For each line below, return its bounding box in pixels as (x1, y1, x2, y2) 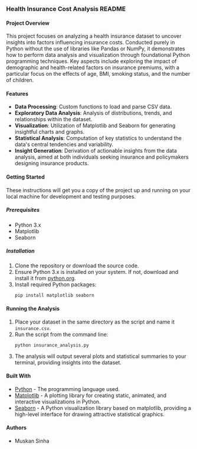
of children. (6, 76, 34, 84)
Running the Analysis (6, 305, 60, 312)
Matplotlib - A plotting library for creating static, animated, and (14, 392, 167, 399)
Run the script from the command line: (14, 331, 109, 338)
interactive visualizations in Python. (14, 398, 101, 405)
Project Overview (6, 20, 50, 27)
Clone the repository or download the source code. (14, 262, 139, 269)
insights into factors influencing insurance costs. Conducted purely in (6, 39, 175, 46)
